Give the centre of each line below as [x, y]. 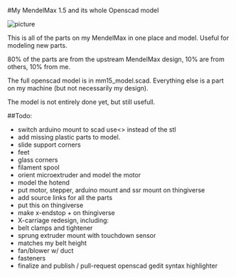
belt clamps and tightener [55, 228]
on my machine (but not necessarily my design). [78, 88]
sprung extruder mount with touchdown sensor [87, 235]
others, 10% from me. [39, 67]
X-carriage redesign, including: [63, 220]
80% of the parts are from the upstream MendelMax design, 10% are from [116, 59]
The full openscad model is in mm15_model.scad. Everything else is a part [116, 80]
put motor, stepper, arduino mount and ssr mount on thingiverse [111, 190]
